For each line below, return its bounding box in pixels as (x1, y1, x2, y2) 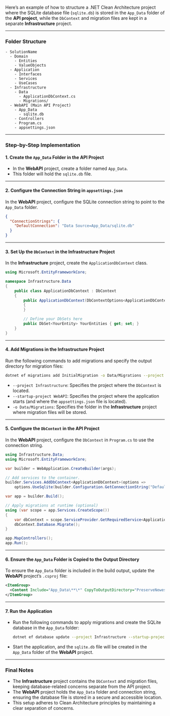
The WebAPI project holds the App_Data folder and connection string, (12, 689, 157, 695)
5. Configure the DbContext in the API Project (5, 426, 100, 432)
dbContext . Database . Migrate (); (14, 522, 80, 527)
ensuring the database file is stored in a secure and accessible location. (12, 694, 162, 701)
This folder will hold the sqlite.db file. (12, 171, 92, 177)
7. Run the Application (5, 608, 52, 614)
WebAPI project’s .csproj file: (5, 573, 68, 579)
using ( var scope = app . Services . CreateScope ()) (5, 508, 110, 513)
